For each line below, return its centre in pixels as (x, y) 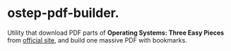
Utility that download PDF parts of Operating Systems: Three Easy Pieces (116, 33)
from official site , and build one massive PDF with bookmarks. (97, 40)
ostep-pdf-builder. (63, 13)
